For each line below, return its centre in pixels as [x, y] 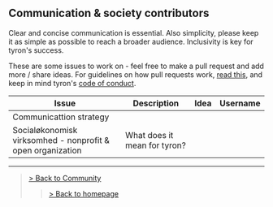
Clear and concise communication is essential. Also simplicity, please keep [134, 32]
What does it [149, 135]
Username [240, 103]
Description [156, 103]
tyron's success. [36, 50]
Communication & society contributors [109, 13]
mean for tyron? [156, 145]
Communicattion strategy [61, 117]
